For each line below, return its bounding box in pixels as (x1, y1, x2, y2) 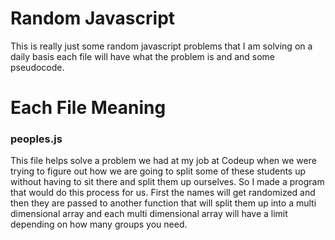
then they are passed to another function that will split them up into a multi (10, 197, 317, 209)
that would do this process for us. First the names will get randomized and (10, 187, 316, 199)
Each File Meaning (10, 97, 167, 119)
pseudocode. (10, 61, 65, 73)
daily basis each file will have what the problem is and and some (10, 50, 276, 62)
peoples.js (10, 132, 63, 146)
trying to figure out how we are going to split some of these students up (10, 165, 307, 177)
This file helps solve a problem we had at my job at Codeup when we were (10, 155, 317, 167)
